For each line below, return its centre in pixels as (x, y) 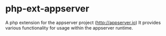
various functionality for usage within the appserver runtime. (69, 27)
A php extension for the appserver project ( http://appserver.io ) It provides (83, 22)
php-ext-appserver (47, 9)
